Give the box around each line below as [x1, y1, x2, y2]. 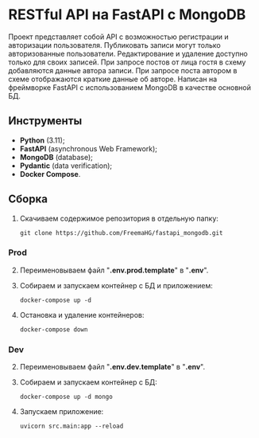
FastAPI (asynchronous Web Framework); [19, 143, 157, 153]
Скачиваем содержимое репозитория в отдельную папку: [19, 213, 218, 223]
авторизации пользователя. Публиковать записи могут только [8, 40, 221, 49]
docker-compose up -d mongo [19, 393, 113, 401]
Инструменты [8, 114, 83, 128]
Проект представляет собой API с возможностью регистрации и [8, 32, 229, 41]
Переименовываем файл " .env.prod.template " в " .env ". [19, 265, 209, 275]
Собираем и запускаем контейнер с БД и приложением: [19, 280, 213, 290]
